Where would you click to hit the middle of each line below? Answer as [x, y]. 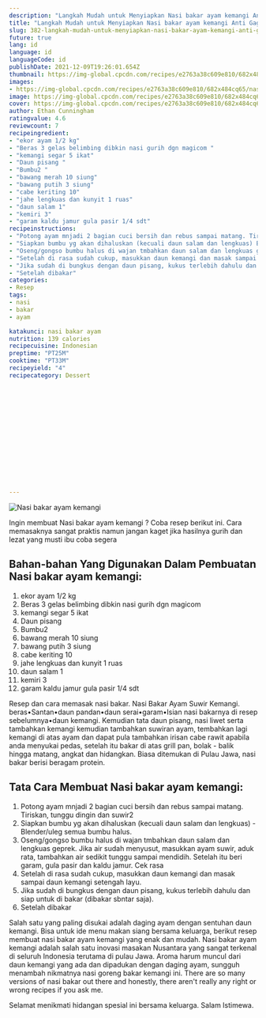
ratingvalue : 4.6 [37, 119]
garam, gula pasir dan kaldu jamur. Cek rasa [92, 865]
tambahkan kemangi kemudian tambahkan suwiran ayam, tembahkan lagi [128, 728]
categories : [28, 280]
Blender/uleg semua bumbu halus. [76, 831]
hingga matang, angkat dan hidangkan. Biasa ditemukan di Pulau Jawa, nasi [132, 754]
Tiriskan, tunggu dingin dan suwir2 [77, 815]
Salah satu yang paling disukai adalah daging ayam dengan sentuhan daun [130, 922]
